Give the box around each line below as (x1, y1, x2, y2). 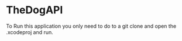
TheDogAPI (6, 3, 63, 17)
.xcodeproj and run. (6, 28, 54, 35)
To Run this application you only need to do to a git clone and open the (6, 23, 177, 29)
